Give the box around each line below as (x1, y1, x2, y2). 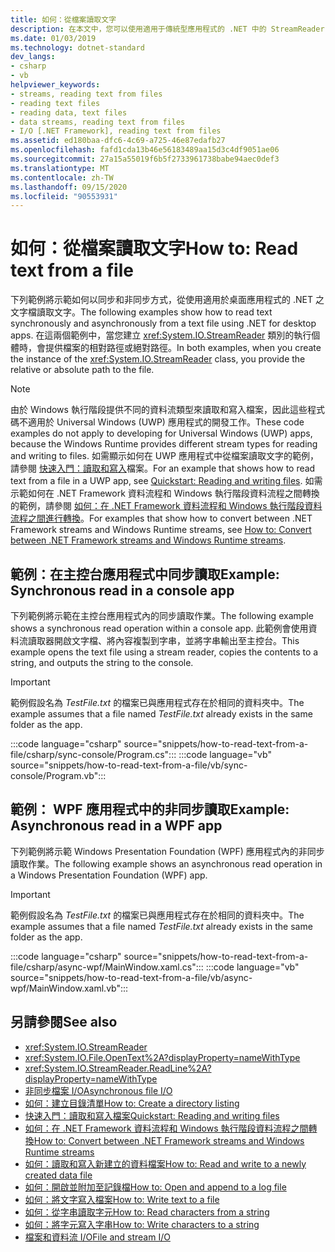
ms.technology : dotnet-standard (10, 42, 145, 53)
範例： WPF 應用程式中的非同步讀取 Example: (10, 801, 290, 818)
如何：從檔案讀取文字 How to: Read (10, 237, 299, 260)
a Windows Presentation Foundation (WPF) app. (10, 869, 208, 881)
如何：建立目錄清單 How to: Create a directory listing (24, 1097, 240, 1109)
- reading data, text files (10, 107, 128, 118)
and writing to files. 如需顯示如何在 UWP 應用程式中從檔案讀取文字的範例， (10, 450, 319, 462)
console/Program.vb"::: (10, 770, 107, 781)
